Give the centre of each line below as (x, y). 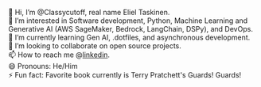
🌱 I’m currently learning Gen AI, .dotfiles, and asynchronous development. (129, 37)
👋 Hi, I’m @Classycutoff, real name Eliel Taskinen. (89, 12)
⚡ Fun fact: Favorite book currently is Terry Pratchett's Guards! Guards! (125, 75)
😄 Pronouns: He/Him (43, 66)
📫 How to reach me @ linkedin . (59, 55)
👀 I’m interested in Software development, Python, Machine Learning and (128, 21)
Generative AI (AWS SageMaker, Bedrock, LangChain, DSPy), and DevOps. (130, 29)
